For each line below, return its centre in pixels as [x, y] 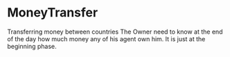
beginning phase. [32, 46]
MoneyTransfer [53, 13]
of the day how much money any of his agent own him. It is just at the [106, 38]
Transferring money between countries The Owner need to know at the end [115, 32]
